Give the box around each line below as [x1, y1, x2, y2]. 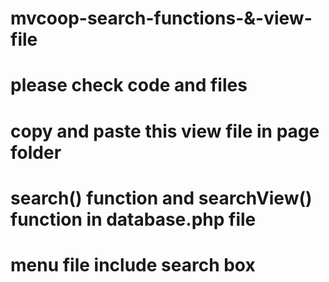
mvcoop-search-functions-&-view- [10, 7, 313, 30]
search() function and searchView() [10, 187, 313, 209]
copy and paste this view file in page [10, 120, 320, 142]
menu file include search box [10, 253, 256, 276]
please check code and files [10, 74, 248, 97]
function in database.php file [10, 208, 257, 231]
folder [10, 141, 62, 164]
